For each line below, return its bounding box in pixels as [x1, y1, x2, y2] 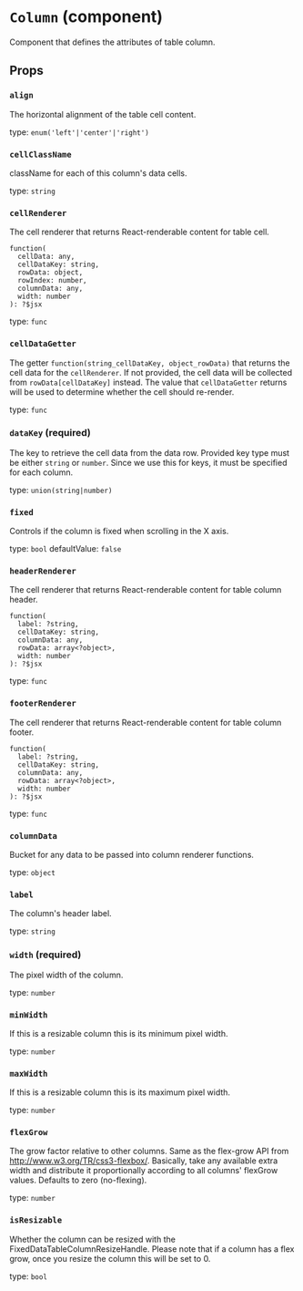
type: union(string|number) [9, 484, 113, 495]
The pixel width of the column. [9, 969, 124, 980]
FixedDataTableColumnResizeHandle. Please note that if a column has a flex [9, 1243, 295, 1255]
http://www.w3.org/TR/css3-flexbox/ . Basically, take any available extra [9, 1155, 278, 1166]
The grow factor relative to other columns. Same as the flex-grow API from [9, 1146, 289, 1157]
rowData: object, [17, 268, 84, 277]
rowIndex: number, [17, 276, 88, 285]
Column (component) [9, 6, 164, 27]
